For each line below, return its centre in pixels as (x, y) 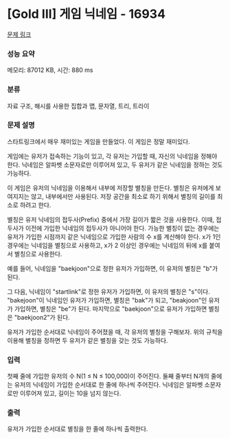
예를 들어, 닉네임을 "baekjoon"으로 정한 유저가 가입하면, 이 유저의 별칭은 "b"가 (113, 268)
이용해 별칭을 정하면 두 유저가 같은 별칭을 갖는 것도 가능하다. (88, 340)
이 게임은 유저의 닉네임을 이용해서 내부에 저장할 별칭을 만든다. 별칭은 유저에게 (111, 188)
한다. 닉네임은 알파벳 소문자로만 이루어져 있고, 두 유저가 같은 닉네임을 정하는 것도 (115, 165)
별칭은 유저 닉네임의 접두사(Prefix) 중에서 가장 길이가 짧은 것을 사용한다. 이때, (111, 219)
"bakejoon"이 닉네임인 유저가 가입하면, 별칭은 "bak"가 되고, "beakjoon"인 (107, 300)
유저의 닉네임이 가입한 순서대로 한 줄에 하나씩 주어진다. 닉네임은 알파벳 (108, 385)
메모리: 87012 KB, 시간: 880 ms (50, 70)
